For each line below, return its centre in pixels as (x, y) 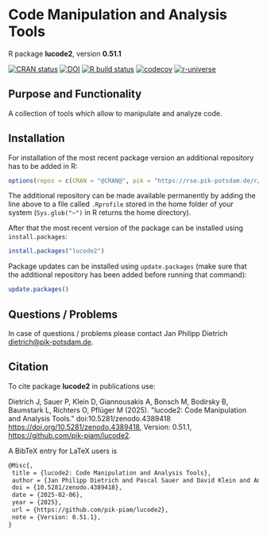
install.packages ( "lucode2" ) (56, 251)
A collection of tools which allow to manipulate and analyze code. (115, 113)
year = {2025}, (37, 503)
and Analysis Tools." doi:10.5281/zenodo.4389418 (89, 418)
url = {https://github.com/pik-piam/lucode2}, (90, 510)
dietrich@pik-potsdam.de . (51, 342)
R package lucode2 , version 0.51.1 (65, 53)
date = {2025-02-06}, (47, 495)
